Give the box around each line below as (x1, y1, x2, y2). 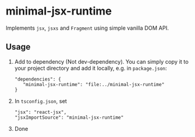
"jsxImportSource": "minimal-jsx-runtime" (14, 114, 124, 121)
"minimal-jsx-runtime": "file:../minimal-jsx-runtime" (22, 81, 165, 87)
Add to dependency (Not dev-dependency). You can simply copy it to (14, 58, 189, 65)
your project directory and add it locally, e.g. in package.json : (14, 64, 168, 72)
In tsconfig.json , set (14, 97, 67, 104)
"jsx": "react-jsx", (14, 109, 67, 115)
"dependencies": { (14, 76, 61, 82)
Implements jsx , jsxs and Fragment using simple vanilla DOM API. (5, 24, 169, 32)
